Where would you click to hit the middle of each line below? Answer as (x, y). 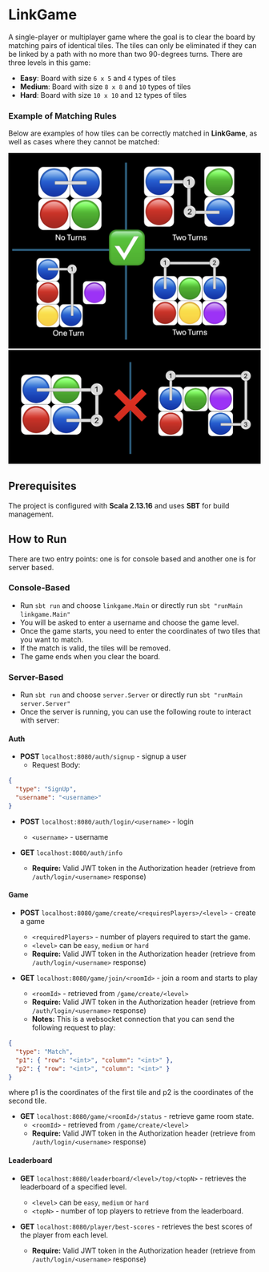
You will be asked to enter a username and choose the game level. (129, 622)
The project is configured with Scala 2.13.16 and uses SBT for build (119, 505)
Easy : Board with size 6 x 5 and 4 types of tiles (98, 78)
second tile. (28, 1101)
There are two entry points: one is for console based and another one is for (132, 558)
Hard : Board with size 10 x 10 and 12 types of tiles (103, 95)
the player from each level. (64, 1235)
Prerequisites (42, 486)
